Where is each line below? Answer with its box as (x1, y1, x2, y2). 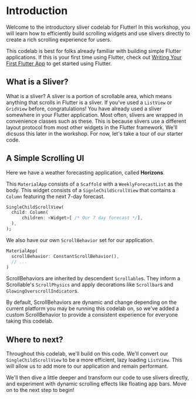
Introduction (6, 4, 68, 18)
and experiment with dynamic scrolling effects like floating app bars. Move (6, 380, 187, 387)
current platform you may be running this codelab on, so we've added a (6, 305, 179, 312)
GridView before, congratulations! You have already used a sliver (6, 105, 162, 112)
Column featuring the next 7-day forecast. (6, 193, 105, 200)
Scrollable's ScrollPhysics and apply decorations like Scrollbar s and (6, 281, 174, 289)
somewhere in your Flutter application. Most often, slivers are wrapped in (6, 111, 183, 118)
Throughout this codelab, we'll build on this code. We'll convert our (6, 350, 168, 357)
